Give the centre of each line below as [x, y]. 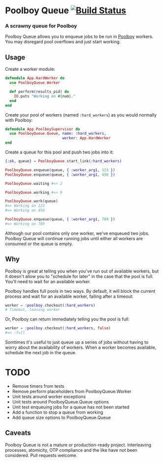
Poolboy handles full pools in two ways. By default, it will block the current [80, 291]
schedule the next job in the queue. [41, 353]
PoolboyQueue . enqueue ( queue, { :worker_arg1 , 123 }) [60, 170]
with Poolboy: [19, 120]
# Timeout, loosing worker [33, 310]
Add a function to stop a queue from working [58, 412]
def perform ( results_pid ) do [39, 92]
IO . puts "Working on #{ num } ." [45, 96]
